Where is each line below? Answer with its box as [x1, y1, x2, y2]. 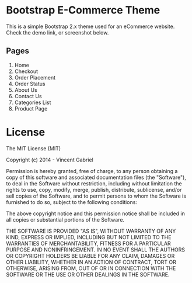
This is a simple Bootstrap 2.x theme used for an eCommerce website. [6, 23, 175, 30]
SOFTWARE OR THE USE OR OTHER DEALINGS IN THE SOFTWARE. [6, 271, 170, 278]
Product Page [14, 105, 48, 112]
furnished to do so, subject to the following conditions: [6, 198, 137, 205]
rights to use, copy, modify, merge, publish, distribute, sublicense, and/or [6, 186, 182, 193]
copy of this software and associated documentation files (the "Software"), [6, 174, 187, 181]
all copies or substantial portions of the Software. [6, 216, 124, 223]
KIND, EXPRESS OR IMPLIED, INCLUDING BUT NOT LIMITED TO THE [6, 233, 172, 240]
